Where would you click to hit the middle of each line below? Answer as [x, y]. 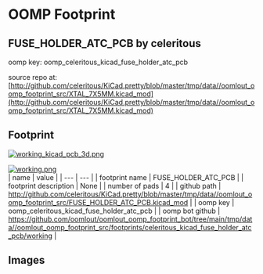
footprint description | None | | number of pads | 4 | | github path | [115, 186]
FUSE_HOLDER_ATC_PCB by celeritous [105, 43]
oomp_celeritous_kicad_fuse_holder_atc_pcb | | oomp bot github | [114, 211]
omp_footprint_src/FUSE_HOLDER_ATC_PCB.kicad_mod [98, 202]
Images [27, 260]
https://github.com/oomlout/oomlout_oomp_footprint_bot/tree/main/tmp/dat [130, 219]
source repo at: [32, 77]
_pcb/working [31, 236]
